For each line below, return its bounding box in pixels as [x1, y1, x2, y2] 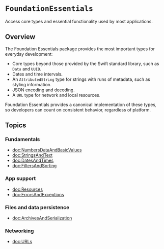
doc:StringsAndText [12, 152, 53, 158]
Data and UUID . [12, 66, 42, 71]
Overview [5, 33, 36, 41]
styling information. [12, 81, 52, 87]
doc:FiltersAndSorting [12, 163, 57, 169]
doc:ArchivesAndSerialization [12, 215, 72, 221]
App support [5, 175, 36, 182]
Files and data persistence [5, 204, 70, 211]
